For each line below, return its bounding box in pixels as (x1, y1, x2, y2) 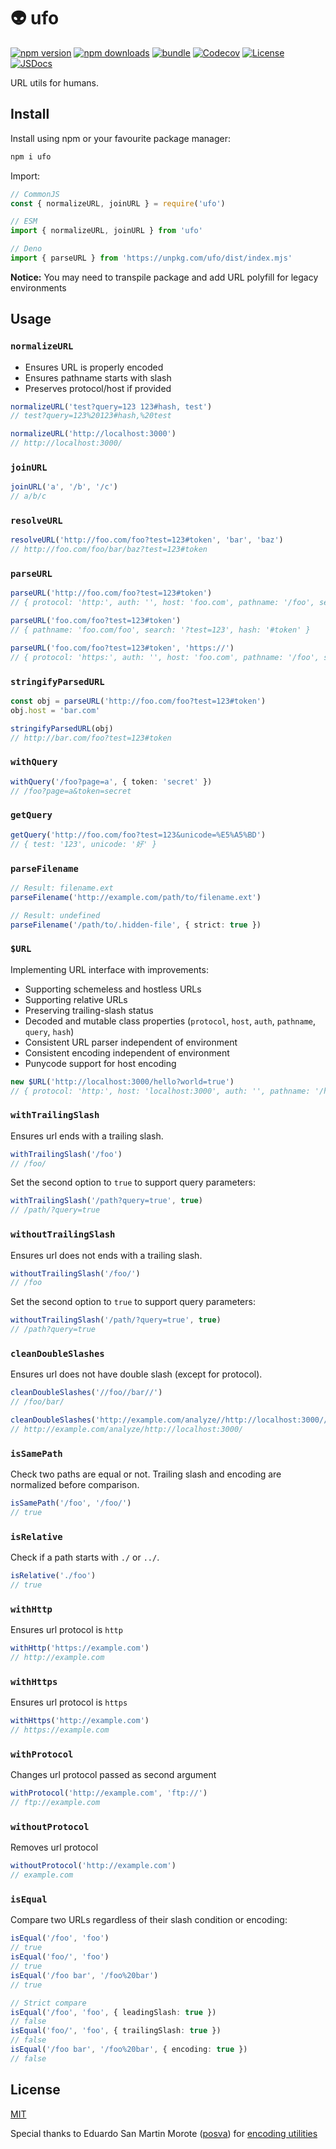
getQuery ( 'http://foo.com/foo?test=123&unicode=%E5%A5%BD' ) (10, 830, 267, 840)
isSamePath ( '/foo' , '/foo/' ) (10, 1498, 132, 1509)
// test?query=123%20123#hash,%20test (10, 411, 172, 421)
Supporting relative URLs (24, 993, 128, 1005)
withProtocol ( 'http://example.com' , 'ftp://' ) (10, 1788, 208, 1799)
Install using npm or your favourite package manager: (10, 132, 231, 144)
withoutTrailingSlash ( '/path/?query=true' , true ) (10, 1315, 222, 1325)
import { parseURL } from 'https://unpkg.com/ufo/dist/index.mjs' (10, 253, 293, 263)
